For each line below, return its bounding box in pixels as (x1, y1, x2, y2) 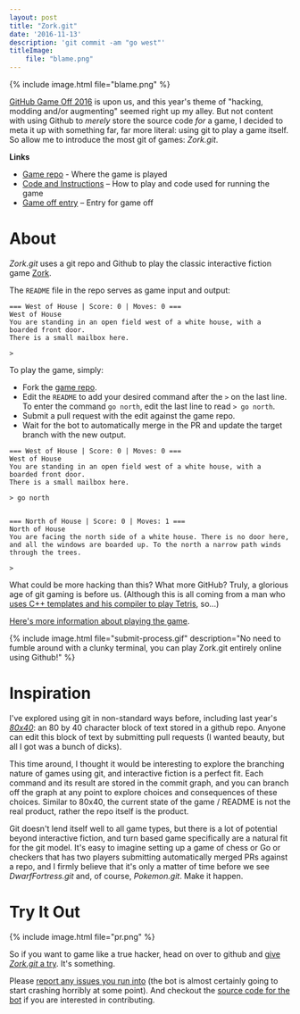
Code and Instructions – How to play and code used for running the (21, 179, 271, 188)
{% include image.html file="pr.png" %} (9, 931, 155, 942)
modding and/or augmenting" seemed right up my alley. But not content (9, 106, 274, 116)
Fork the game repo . (21, 381, 98, 393)
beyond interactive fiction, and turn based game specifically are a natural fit (9, 832, 288, 844)
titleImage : (9, 46, 54, 55)
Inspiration (9, 684, 91, 703)
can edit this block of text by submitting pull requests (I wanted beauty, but (9, 731, 285, 742)
